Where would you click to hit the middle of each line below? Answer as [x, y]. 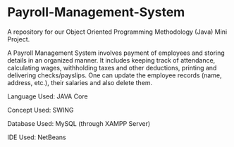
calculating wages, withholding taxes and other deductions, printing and [112, 68]
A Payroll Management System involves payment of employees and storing [116, 53]
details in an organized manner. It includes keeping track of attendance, [111, 60]
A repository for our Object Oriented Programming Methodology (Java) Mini [117, 32]
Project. [19, 39]
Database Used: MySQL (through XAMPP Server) [79, 123]
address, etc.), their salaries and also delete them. [80, 82]
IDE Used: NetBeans [37, 137]
